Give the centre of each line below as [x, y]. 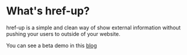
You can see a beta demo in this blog [52, 45]
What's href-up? [48, 11]
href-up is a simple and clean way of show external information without [93, 27]
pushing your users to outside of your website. [63, 33]
